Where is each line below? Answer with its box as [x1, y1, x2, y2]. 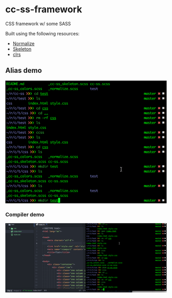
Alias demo [5, 66, 42, 75]
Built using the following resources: [5, 30, 80, 36]
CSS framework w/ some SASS [5, 21, 71, 27]
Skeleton [12, 46, 32, 52]
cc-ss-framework [5, 4, 82, 15]
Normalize [12, 40, 35, 47]
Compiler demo [5, 211, 45, 218]
